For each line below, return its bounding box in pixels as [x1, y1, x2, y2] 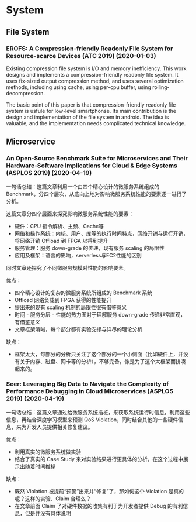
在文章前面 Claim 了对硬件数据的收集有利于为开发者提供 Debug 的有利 [14, 502, 183, 509]
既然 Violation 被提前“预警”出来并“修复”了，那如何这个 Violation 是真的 [14, 487, 184, 494]
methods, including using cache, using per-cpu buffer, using [6, 83, 152, 91]
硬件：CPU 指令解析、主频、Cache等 [14, 222, 104, 229]
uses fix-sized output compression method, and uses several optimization [6, 77, 184, 84]
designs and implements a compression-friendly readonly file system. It [6, 71, 179, 78]
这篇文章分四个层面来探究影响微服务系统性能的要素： [6, 210, 134, 217]
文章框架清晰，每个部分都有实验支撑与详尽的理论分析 [14, 325, 143, 332]
